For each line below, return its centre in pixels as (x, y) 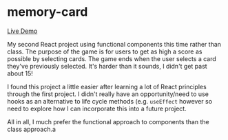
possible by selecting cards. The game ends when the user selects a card (112, 58)
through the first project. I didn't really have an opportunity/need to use (108, 94)
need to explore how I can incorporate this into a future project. (97, 108)
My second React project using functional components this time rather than (114, 44)
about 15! (20, 73)
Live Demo (22, 31)
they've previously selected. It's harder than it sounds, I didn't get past (107, 66)
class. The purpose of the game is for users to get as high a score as (105, 51)
